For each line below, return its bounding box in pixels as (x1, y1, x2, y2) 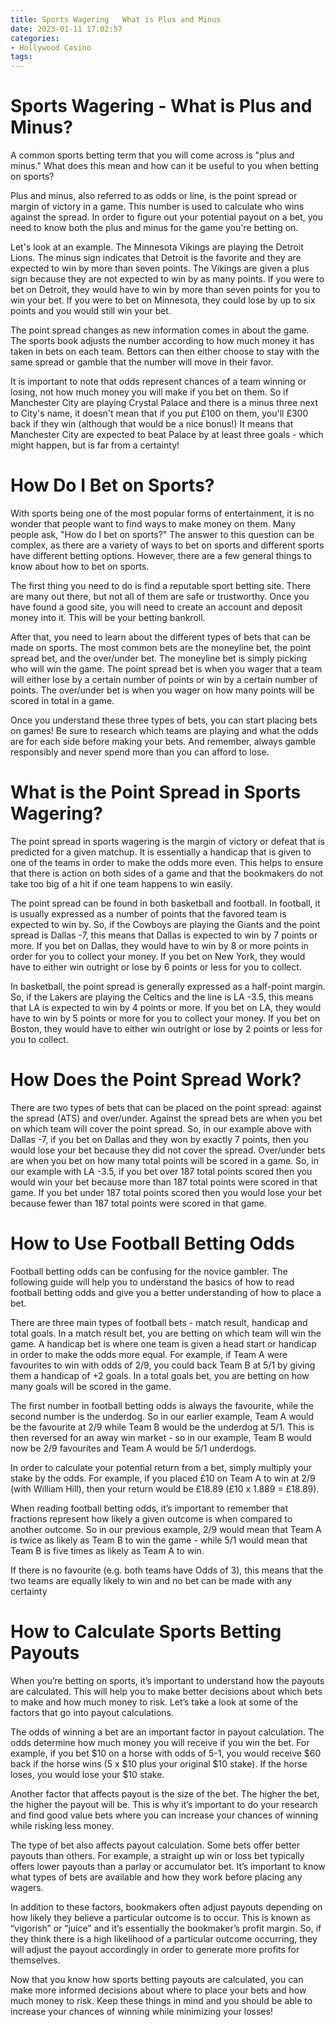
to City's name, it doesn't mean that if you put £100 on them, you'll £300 (10, 407, 309, 420)
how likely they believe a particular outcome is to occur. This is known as (10, 1911, 311, 1923)
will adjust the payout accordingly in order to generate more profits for (10, 1943, 300, 1955)
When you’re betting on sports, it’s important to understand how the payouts (10, 1674, 325, 1686)
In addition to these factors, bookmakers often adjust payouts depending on (10, 1901, 323, 1913)
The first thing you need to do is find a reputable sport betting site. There (10, 580, 312, 591)
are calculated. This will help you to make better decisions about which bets (10, 1685, 323, 1697)
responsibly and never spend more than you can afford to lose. (10, 746, 270, 758)
